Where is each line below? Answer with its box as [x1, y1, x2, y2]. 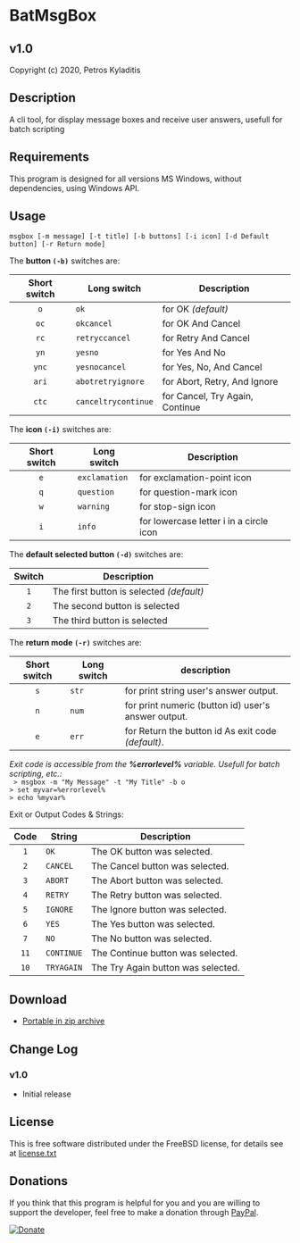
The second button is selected [52, 600, 180, 613]
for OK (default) [162, 303, 229, 315]
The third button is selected [52, 614, 168, 627]
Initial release [21, 1089, 71, 1099]
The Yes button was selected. [90, 918, 216, 930]
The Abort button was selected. [90, 874, 223, 887]
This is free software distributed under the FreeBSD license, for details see [9, 1138, 284, 1148]
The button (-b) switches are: [9, 255, 121, 266]
